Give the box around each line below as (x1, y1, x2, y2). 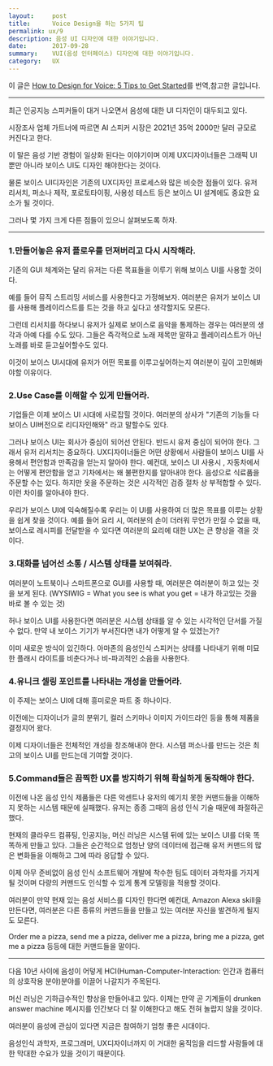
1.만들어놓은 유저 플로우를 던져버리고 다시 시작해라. (8, 245, 197, 256)
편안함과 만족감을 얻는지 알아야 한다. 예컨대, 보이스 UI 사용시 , (29, 457, 226, 467)
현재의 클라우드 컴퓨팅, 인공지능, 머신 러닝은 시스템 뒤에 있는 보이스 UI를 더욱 (8, 830, 252, 840)
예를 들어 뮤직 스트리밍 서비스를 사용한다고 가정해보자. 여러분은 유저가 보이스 (8, 292, 252, 302)
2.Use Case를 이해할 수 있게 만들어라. (8, 390, 150, 401)
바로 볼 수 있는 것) (8, 598, 66, 608)
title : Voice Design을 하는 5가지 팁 (8, 19, 145, 28)
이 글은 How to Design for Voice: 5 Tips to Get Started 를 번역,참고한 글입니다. (8, 80, 261, 90)
